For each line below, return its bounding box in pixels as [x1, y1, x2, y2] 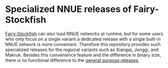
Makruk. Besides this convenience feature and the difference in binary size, [5, 51, 161, 58]
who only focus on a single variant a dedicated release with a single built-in [5, 36, 161, 42]
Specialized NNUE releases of [5, 3, 132, 15]
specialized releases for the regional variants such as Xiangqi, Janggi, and [5, 46, 159, 52]
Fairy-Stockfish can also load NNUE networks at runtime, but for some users [5, 30, 163, 36]
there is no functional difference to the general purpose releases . [5, 57, 140, 63]
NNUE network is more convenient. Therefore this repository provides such [5, 41, 161, 47]
